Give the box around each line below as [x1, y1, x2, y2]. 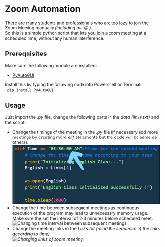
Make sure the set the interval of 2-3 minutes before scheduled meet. [12, 215, 153, 221]
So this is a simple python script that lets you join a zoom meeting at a [5, 30, 146, 36]
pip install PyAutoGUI [7, 87, 54, 93]
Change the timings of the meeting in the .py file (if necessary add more [12, 129, 158, 135]
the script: [5, 119, 26, 125]
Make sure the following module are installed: [5, 62, 97, 68]
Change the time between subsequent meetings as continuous [12, 205, 139, 211]
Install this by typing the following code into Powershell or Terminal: [5, 82, 142, 87]
